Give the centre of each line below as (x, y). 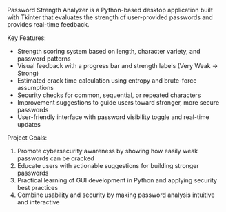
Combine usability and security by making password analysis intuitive (116, 195)
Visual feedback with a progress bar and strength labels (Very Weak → (117, 66)
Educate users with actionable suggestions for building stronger (108, 166)
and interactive (38, 202)
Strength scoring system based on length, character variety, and (109, 51)
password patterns (44, 59)
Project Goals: (27, 138)
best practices (38, 188)
